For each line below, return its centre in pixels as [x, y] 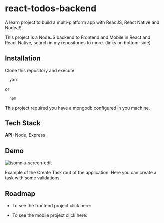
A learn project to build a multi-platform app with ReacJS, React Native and [82, 22]
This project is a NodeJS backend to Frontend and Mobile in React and [78, 37]
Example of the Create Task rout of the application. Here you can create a [81, 173]
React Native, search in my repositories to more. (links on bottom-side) [78, 42]
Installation [23, 58]
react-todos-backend [51, 9]
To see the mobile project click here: [50, 215]
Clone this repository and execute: [40, 70]
